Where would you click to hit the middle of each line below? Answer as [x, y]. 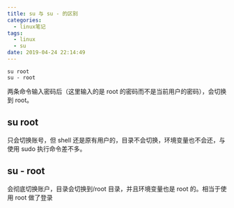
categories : [24, 20]
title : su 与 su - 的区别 [43, 14]
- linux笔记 [30, 26]
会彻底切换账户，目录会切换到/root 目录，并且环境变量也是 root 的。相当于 [114, 189]
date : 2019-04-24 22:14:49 [46, 53]
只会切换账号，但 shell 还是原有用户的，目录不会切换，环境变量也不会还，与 [116, 140]
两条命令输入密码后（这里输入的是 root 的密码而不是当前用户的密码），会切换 [117, 91]
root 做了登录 [34, 197]
